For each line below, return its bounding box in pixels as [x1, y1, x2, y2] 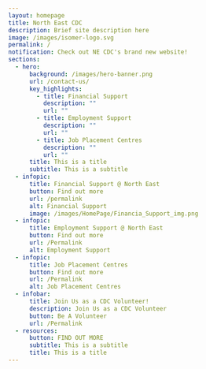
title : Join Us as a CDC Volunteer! [28, 297, 149, 305]
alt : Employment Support [28, 246, 111, 254]
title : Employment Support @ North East [28, 224, 164, 233]
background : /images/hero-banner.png [28, 70, 153, 78]
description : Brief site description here [8, 26, 149, 34]
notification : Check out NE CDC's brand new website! [8, 48, 189, 56]
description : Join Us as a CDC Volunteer [28, 304, 167, 312]
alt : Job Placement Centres [28, 283, 122, 291]
